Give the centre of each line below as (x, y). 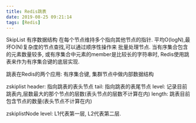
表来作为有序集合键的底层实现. (43, 61)
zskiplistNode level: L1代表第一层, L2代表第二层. (64, 114)
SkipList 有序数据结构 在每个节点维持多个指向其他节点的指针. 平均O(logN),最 (98, 40)
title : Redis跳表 (26, 11)
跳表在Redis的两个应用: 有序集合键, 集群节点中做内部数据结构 (80, 74)
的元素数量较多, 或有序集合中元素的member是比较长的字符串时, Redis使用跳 (98, 54)
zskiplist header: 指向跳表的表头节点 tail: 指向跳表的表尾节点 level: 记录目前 (97, 87)
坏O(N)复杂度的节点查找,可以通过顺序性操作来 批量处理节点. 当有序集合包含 (97, 47)
